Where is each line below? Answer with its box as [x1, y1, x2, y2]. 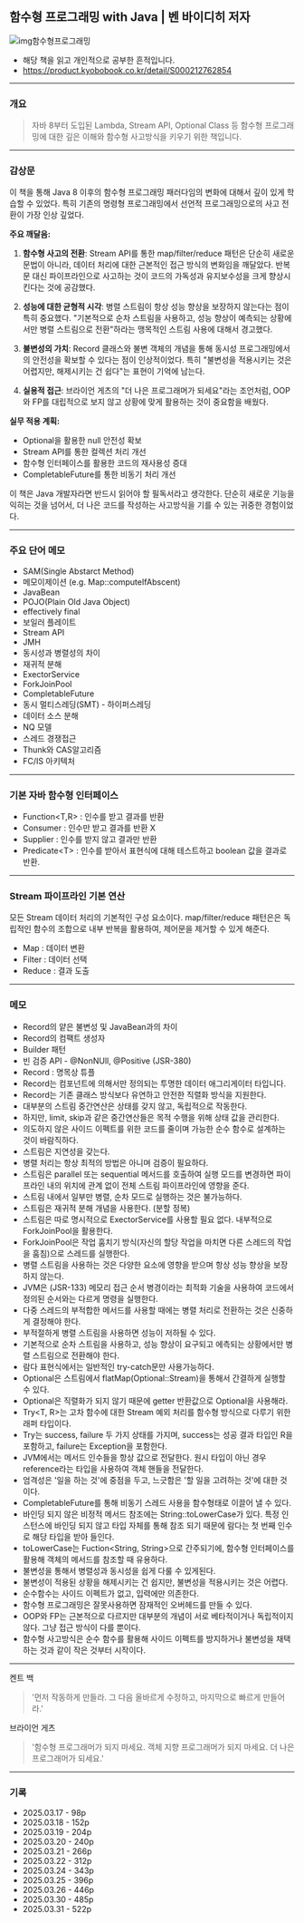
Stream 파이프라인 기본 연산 [9, 889, 126, 902]
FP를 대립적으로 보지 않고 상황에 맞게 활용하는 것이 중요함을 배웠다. [32, 396, 269, 407]
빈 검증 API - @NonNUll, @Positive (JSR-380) [22, 1055, 192, 1066]
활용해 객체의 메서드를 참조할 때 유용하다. [22, 1554, 168, 1565]
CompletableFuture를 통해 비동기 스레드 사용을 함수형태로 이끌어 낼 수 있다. [22, 1497, 292, 1508]
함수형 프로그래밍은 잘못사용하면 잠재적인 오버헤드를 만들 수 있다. [22, 1599, 252, 1610]
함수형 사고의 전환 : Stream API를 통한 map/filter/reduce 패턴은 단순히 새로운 [22, 248, 295, 259]
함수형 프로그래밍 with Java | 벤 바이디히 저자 [9, 9, 251, 25]
